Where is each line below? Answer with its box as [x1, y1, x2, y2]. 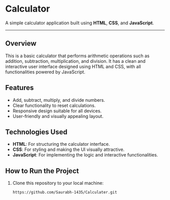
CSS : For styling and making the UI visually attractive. [12, 146, 125, 152]
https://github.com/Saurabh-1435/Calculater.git [12, 190, 117, 195]
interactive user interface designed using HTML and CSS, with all [5, 63, 141, 69]
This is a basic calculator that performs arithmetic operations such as [5, 53, 150, 59]
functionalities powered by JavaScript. [5, 69, 86, 75]
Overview [5, 39, 37, 48]
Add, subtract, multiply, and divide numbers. [12, 97, 105, 103]
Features [5, 84, 34, 92]
